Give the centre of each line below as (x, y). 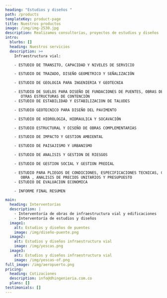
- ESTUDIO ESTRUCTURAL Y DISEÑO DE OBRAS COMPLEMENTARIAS (75, 128)
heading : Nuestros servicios (40, 47)
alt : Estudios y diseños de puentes (52, 227)
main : (11, 200)
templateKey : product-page (33, 19)
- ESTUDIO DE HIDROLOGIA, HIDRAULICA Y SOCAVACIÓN (68, 119)
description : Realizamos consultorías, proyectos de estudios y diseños (82, 33)
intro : (12, 38)
